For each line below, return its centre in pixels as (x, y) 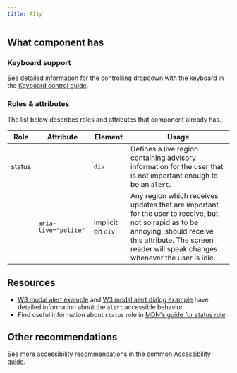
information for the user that (177, 166)
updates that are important (174, 205)
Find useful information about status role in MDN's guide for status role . (122, 315)
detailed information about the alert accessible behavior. (101, 307)
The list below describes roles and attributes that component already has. (114, 119)
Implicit (106, 222)
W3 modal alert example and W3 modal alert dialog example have (113, 300)
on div (104, 231)
